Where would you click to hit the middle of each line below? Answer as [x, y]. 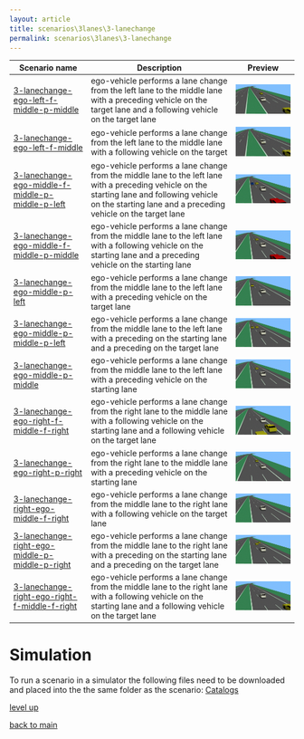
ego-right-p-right [48, 472]
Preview [263, 67]
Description [160, 67]
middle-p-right [42, 565]
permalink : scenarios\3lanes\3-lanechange [90, 38]
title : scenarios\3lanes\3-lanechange [82, 29]
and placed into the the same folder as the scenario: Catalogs [124, 689]
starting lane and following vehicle [154, 195]
